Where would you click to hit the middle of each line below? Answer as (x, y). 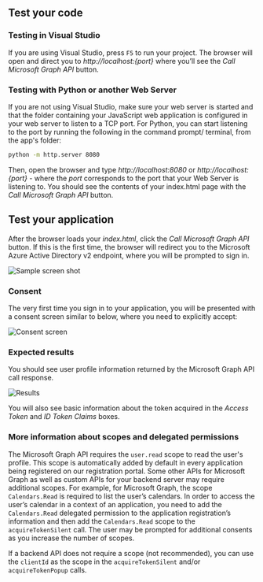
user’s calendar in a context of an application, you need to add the (115, 504)
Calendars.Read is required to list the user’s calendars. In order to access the (131, 496)
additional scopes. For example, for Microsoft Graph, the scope (110, 487)
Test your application (61, 220)
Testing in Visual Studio (54, 35)
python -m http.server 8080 (54, 154)
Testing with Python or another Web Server (93, 90)
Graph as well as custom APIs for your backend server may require (117, 479)
